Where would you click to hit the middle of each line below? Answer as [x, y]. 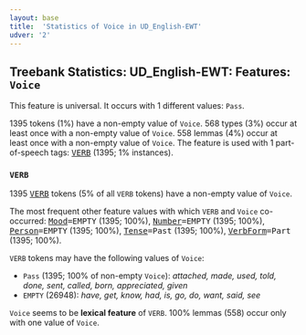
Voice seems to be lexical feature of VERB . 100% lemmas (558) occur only [148, 313]
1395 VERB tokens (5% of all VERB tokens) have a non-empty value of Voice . [151, 194]
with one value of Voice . [55, 323]
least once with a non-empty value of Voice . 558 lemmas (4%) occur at [144, 133]
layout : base [34, 18]
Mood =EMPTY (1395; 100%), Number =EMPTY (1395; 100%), [156, 221]
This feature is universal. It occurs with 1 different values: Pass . [127, 106]
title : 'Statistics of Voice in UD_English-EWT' [106, 26]
